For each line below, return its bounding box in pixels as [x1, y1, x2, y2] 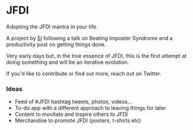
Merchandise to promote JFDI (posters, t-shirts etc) [14, 117, 141, 124]
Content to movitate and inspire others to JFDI [14, 110, 128, 118]
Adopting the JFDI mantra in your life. [6, 23, 98, 30]
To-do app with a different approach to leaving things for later [14, 105, 166, 112]
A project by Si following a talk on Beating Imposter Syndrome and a [6, 34, 173, 41]
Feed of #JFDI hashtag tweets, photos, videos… [14, 98, 132, 105]
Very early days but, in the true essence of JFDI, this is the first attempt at [6, 52, 187, 59]
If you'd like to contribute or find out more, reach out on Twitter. [6, 70, 162, 77]
